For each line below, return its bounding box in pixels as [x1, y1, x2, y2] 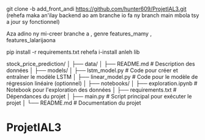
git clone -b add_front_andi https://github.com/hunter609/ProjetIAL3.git [6, 6, 187, 12]
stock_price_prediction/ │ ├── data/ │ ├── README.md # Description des [6, 61, 195, 67]
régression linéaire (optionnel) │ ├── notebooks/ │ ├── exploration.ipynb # [6, 79, 198, 87]
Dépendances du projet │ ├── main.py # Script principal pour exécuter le [6, 93, 192, 100]
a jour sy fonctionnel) [6, 18, 60, 25]
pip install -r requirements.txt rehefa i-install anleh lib [6, 48, 140, 56]
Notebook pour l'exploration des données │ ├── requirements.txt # [6, 86, 177, 94]
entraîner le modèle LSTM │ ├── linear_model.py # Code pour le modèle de [6, 73, 198, 80]
